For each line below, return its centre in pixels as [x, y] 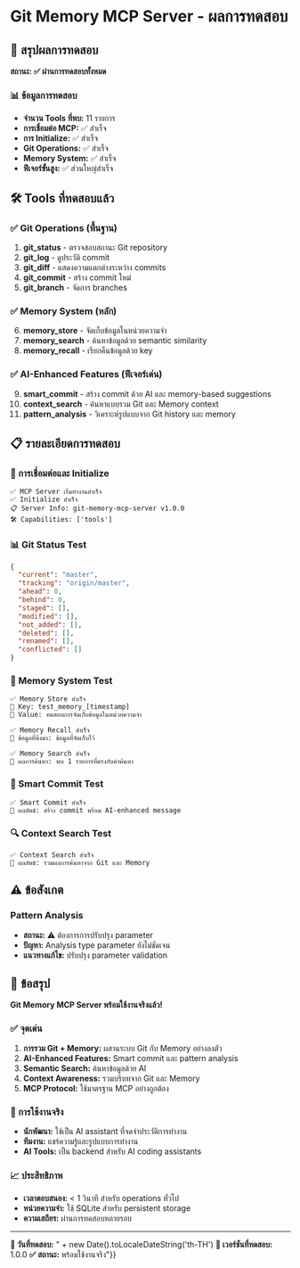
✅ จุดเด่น [26, 1029]
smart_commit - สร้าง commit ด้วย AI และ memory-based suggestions [147, 393]
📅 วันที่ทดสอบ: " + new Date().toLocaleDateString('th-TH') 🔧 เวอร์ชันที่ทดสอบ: [142, 1245]
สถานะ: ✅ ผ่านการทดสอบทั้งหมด [58, 71]
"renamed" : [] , [46, 641]
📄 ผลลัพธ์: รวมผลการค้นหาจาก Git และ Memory [80, 862]
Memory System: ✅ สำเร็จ [69, 159]
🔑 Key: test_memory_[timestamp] [70, 707]
